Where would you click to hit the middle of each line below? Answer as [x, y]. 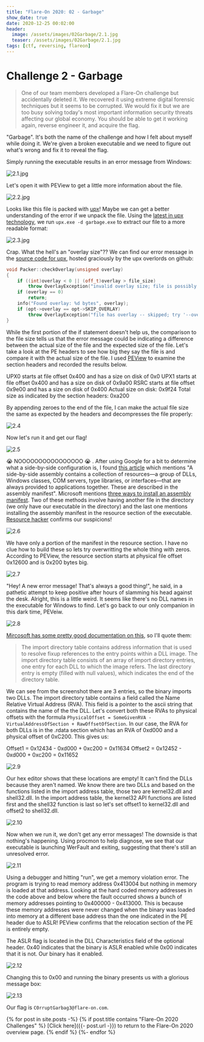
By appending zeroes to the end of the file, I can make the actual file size [97, 407]
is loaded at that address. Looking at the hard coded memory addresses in [100, 890]
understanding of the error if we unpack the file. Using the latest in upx [95, 215]
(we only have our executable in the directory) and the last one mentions [97, 506]
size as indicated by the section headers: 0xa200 [68, 396]
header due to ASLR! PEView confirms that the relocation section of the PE [100, 922]
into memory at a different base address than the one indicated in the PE [97, 916]
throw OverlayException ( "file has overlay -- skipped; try [104, 315]
